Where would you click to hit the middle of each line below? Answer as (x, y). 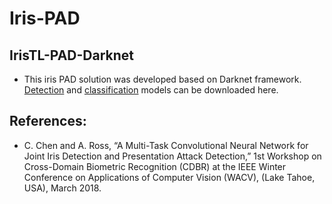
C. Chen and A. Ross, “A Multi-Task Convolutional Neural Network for (166, 145)
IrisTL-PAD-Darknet (71, 55)
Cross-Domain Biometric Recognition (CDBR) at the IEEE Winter (155, 166)
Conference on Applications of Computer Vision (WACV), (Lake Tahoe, (169, 177)
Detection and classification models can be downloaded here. (151, 90)
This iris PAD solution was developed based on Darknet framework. (162, 79)
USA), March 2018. (62, 188)
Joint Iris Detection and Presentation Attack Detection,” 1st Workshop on (172, 156)
